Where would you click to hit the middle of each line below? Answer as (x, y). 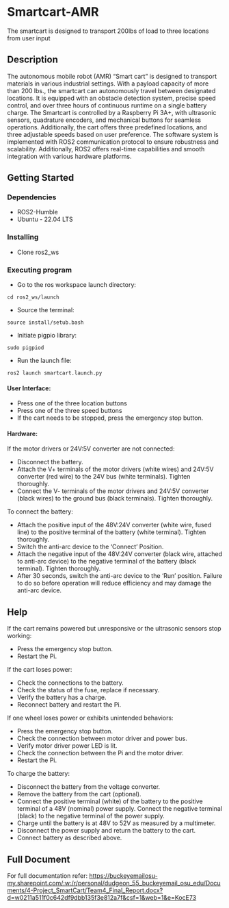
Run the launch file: (44, 361)
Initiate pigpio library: (47, 336)
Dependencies (32, 197)
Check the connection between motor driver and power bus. (102, 739)
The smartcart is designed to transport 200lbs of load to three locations (108, 31)
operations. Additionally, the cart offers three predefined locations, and (107, 127)
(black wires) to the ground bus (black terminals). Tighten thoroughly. (115, 499)
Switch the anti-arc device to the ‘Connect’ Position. (90, 547)
